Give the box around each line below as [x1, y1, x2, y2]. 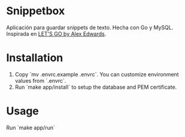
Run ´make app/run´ [6, 124, 55, 131]
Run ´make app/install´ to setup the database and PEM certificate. [14, 83, 177, 91]
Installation [6, 51, 63, 65]
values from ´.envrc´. [14, 77, 66, 84]
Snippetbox [6, 4, 65, 18]
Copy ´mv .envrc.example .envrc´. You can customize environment [14, 70, 179, 78]
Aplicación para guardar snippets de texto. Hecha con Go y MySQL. [6, 24, 174, 31]
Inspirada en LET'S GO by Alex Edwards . [6, 30, 107, 37]
